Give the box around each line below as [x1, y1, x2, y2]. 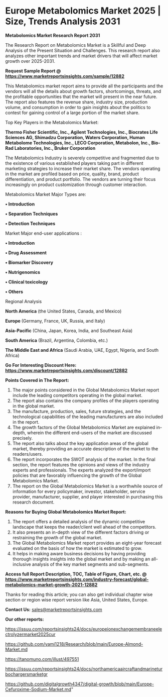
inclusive [12, 561, 31, 567]
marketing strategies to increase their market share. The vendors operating [5, 165, 160, 171]
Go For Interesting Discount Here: [5, 362, 77, 368]
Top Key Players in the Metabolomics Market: [5, 119, 99, 125]
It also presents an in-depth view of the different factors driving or [12, 529, 149, 535]
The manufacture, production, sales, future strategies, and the [12, 408, 141, 414]
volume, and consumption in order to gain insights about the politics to [5, 104, 151, 110]
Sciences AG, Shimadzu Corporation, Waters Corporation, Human [5, 134, 145, 140]
